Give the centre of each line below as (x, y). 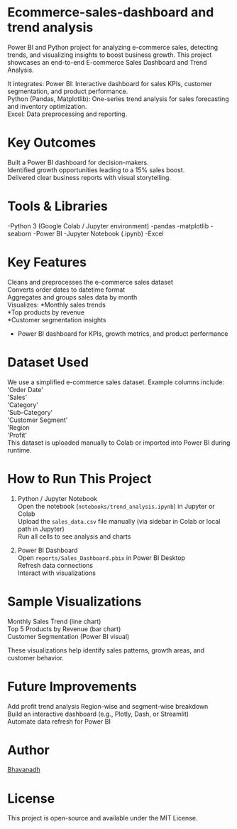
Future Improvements (72, 686)
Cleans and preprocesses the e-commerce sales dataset (90, 282)
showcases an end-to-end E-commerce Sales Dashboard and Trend (107, 62)
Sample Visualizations (75, 601)
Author (28, 750)
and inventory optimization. (47, 106)
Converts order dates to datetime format (66, 290)
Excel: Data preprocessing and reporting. (67, 114)
